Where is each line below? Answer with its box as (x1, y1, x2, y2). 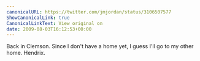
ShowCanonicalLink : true (6, 15, 70, 21)
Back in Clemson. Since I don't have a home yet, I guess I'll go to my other (6, 43, 194, 50)
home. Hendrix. (6, 49, 45, 57)
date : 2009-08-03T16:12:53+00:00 (6, 26, 92, 32)
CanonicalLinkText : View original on (6, 20, 103, 26)
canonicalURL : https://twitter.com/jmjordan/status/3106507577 (6, 9, 172, 15)
